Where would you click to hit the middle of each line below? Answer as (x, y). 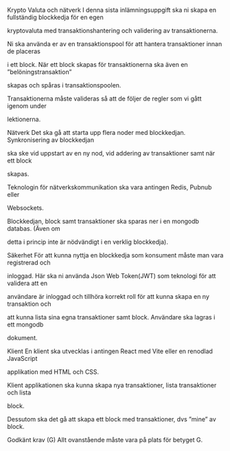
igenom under (27, 106)
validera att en (27, 283)
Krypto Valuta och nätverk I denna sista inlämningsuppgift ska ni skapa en (112, 10)
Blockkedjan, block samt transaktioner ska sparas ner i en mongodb (103, 221)
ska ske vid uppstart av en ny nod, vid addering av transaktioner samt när (111, 153)
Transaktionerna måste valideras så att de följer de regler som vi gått (104, 98)
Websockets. (25, 208)
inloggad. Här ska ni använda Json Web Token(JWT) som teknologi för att (112, 276)
